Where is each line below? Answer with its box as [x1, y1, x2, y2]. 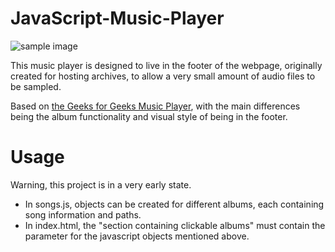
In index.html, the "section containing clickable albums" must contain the [24, 219, 326, 231]
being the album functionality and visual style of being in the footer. [10, 110, 288, 122]
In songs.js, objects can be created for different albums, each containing [24, 198, 325, 210]
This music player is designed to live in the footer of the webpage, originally [10, 59, 323, 71]
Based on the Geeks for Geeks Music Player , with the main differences [10, 100, 301, 112]
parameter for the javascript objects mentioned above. [24, 230, 250, 242]
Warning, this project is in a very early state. [10, 178, 192, 191]
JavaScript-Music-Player [10, 7, 225, 30]
